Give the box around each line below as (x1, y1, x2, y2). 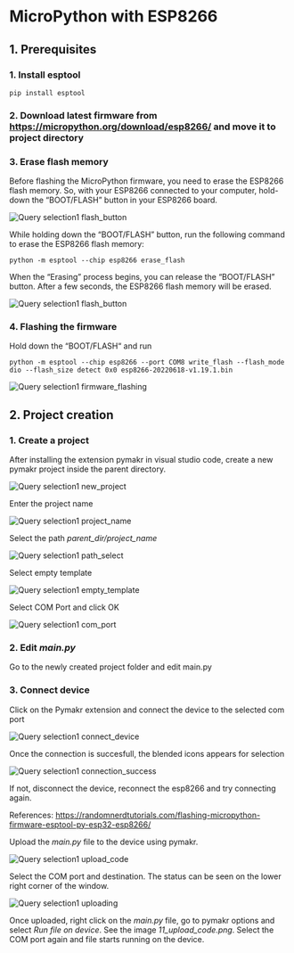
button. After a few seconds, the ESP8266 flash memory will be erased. (9, 281, 272, 292)
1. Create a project (9, 434, 89, 447)
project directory (9, 131, 85, 144)
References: (9, 809, 53, 820)
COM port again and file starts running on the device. (9, 933, 205, 944)
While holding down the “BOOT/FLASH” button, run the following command (9, 229, 285, 240)
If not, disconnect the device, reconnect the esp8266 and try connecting (9, 783, 276, 793)
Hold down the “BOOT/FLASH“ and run (9, 341, 152, 351)
